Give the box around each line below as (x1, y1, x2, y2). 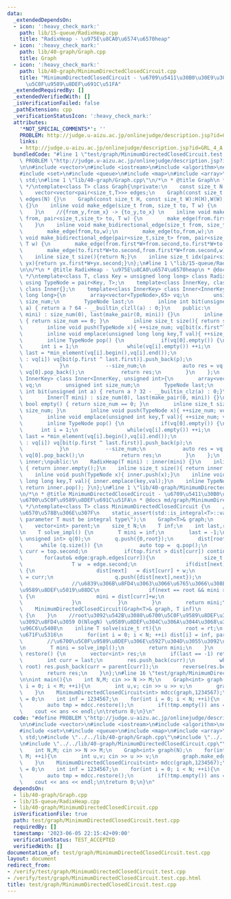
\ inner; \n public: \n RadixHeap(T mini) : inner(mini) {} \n (19, 459, 201, 466)
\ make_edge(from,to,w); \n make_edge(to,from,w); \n (19, 228, 214, 235)
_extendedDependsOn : (13, 17, 72, 23)
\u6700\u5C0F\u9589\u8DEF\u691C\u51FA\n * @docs (19, 497, 162, 504)
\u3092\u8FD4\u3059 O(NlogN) (19, 619, 103, 626)
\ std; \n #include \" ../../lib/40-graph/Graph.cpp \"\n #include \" (19, 734, 211, 741)
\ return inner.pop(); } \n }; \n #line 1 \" (19, 484, 140, 491)
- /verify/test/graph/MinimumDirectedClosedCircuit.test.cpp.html (7, 875, 201, 882)
